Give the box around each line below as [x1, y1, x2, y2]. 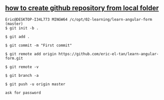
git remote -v [9, 64, 39, 69]
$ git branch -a [5, 73, 39, 78]
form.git [5, 56, 23, 61]
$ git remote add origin [5, 51, 57, 56]
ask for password [5, 90, 41, 95]
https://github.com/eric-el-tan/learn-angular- [58, 51, 159, 56]
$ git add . [5, 34, 30, 39]
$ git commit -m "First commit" [5, 43, 72, 48]
